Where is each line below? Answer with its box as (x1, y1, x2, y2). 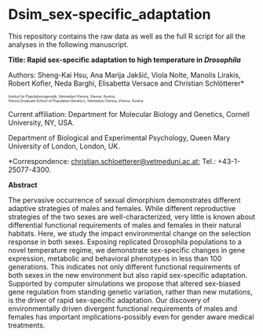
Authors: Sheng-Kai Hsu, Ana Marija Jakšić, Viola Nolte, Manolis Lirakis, (8, 70, 241, 79)
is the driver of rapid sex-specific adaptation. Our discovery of (8, 295, 210, 305)
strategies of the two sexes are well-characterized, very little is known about (8, 212, 256, 221)
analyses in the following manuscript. (8, 39, 129, 49)
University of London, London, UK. (8, 141, 120, 151)
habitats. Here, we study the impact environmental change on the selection (8, 228, 251, 238)
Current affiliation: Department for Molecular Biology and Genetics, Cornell (8, 109, 250, 119)
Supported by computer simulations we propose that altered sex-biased (8, 279, 241, 288)
